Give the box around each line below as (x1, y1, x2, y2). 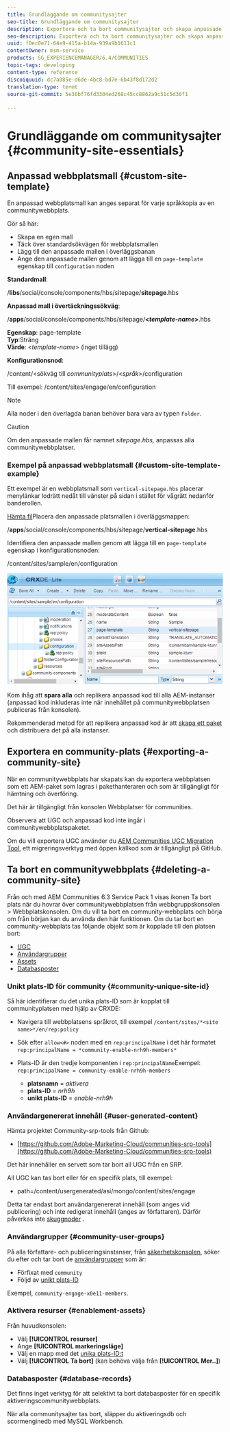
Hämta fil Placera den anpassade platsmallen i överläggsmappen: (7, 512, 190, 521)
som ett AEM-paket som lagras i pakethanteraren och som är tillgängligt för (7, 782, 219, 790)
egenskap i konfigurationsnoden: (7, 546, 101, 555)
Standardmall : (7, 275, 48, 284)
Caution (7, 422, 29, 431)
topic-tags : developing (7, 62, 75, 69)
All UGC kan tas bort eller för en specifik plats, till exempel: (7, 1173, 173, 1182)
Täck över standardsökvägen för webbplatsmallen (16, 240, 159, 248)
